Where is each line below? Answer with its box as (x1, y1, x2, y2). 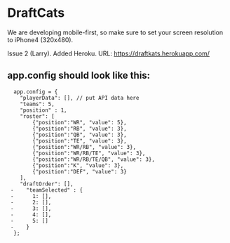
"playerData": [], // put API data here (20, 94, 140, 101)
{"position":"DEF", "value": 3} (32, 168, 128, 175)
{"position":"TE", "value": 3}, (32, 137, 128, 145)
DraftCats (7, 5, 65, 21)
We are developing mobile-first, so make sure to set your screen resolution (7, 28, 224, 37)
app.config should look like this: (7, 70, 151, 81)
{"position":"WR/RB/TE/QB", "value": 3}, (32, 156, 156, 163)
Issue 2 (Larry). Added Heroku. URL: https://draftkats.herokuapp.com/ (7, 49, 210, 58)
